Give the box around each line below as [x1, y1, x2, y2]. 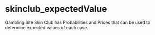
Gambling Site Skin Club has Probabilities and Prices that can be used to [5, 19, 151, 25]
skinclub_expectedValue [5, 3, 107, 15]
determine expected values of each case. [5, 24, 89, 30]
